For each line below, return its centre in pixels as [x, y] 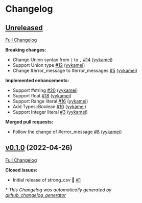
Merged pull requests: [29, 122]
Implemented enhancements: [37, 80]
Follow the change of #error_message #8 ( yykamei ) [67, 132]
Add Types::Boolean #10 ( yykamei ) [50, 107]
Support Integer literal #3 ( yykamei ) [50, 112]
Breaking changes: [26, 50]
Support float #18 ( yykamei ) [42, 96]
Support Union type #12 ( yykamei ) [49, 65]
